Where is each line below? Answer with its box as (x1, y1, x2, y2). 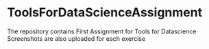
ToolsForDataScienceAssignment (7, 5, 203, 20)
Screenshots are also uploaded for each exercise (7, 34, 146, 42)
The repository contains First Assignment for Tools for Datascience (7, 27, 197, 35)
